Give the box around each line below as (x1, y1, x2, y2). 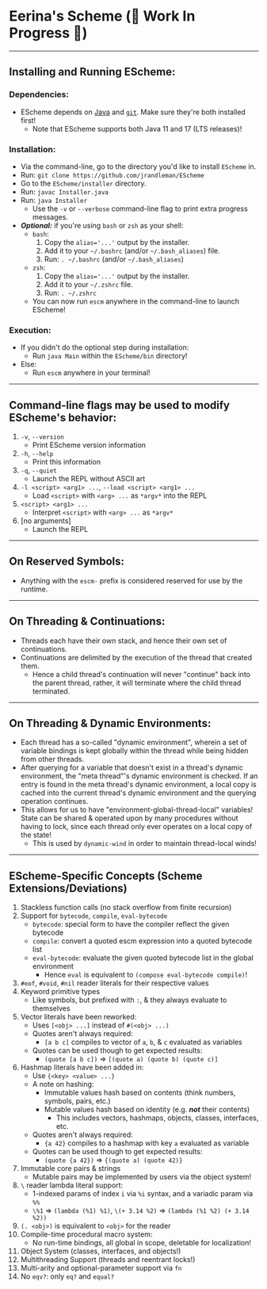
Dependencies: (9, 89, 70, 100)
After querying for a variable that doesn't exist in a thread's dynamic (20, 763, 244, 772)
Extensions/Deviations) (9, 882, 128, 895)
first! (20, 115, 36, 125)
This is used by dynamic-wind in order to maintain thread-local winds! (32, 839, 257, 848)
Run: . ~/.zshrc (44, 288, 97, 297)
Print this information (32, 457, 101, 467)
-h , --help (20, 449, 54, 458)
